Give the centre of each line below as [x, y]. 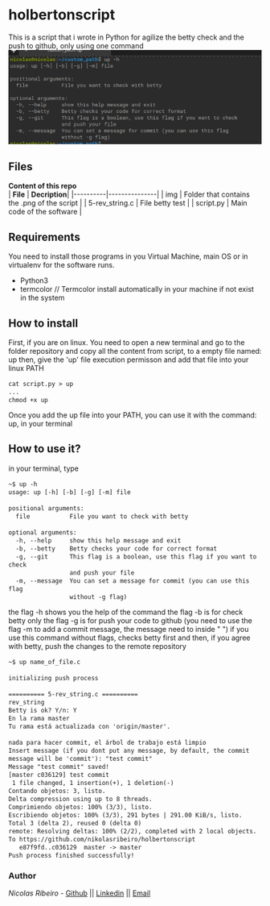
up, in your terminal [41, 424]
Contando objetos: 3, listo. [57, 791]
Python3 [34, 281]
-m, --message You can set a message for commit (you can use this [133, 581]
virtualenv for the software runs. [61, 265]
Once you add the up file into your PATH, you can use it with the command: [133, 415]
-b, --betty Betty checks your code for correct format [117, 549]
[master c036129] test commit [59, 775]
